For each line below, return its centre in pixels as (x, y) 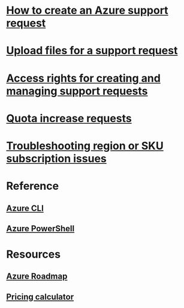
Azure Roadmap (37, 276)
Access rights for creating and (83, 78)
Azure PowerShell (40, 228)
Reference (32, 186)
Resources (34, 254)
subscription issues (56, 158)
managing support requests (77, 91)
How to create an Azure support (88, 11)
